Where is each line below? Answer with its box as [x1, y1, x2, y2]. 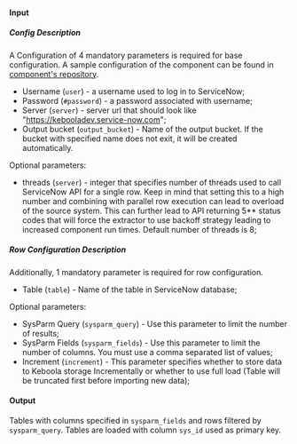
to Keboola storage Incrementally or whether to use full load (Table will [21, 365, 281, 377]
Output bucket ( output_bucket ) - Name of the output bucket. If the [21, 123, 263, 134]
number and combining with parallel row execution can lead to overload [21, 195, 285, 206]
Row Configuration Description [9, 244, 127, 255]
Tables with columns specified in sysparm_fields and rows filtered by [9, 415, 262, 425]
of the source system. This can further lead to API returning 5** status [21, 205, 281, 216]
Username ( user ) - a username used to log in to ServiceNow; [21, 85, 246, 97]
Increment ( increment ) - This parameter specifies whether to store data [21, 356, 282, 367]
